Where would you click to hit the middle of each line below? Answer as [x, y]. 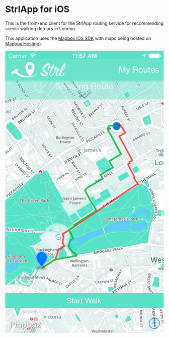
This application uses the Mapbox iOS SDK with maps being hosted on [78, 38]
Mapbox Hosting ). [24, 43]
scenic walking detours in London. [41, 28]
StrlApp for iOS [37, 9]
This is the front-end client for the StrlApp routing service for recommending [84, 23]
